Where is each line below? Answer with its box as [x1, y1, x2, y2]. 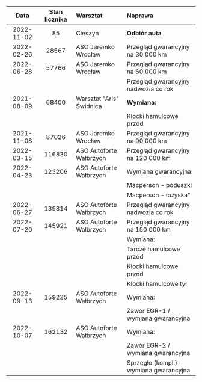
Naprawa [126, 11, 153, 20]
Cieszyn [76, 29, 99, 37]
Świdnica [76, 102, 102, 110]
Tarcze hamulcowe [126, 245, 180, 253]
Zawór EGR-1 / [126, 307, 170, 315]
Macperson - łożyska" [126, 191, 191, 199]
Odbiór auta [126, 29, 162, 37]
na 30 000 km [126, 51, 167, 58]
